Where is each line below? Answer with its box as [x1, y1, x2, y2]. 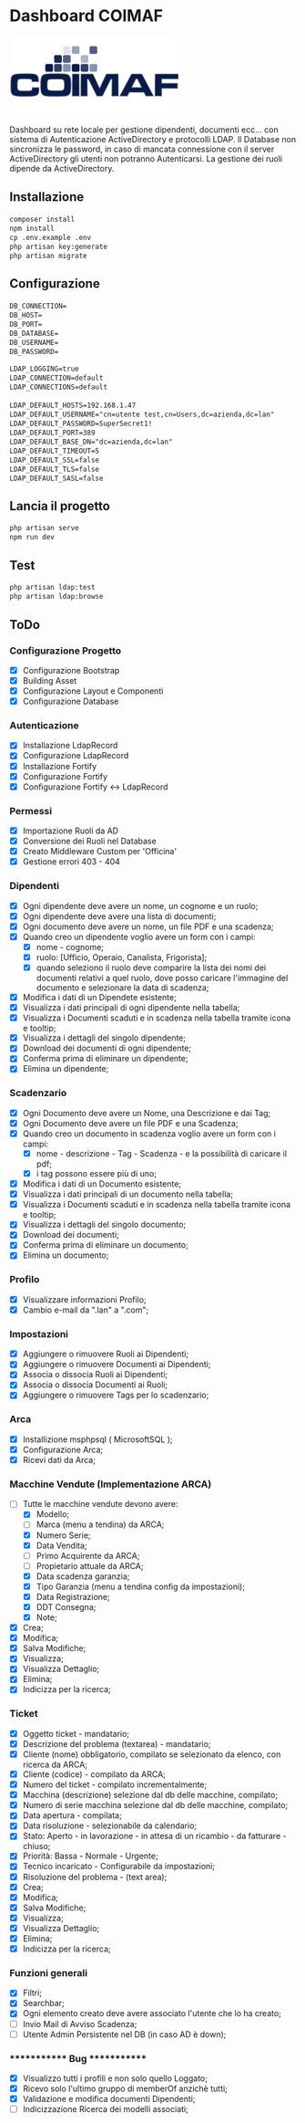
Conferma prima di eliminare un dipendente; [22, 1053, 188, 1064]
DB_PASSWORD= [9, 347, 59, 356]
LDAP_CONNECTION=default [9, 373, 104, 382]
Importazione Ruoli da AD [22, 825, 119, 836]
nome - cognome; [36, 941, 105, 952]
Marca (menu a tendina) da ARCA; [36, 1519, 165, 1530]
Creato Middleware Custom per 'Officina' [22, 846, 178, 857]
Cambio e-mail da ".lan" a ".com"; [22, 1304, 149, 1315]
